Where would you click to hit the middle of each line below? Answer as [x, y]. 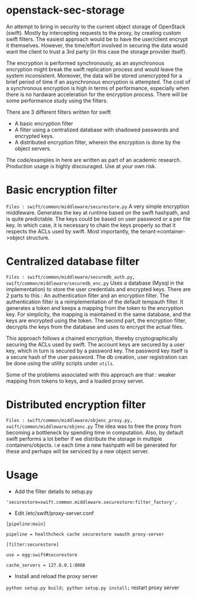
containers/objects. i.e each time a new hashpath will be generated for [91, 445]
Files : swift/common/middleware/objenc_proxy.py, [69, 420]
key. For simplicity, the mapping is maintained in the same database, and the [98, 314]
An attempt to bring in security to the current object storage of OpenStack [96, 27]
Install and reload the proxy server [56, 576]
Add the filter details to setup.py [54, 491]
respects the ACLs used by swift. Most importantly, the [73, 231]
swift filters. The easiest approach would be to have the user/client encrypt [97, 39]
